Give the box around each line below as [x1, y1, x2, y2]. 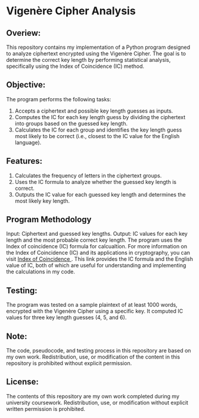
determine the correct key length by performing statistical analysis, [6, 57, 171, 63]
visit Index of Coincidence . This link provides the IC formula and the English [6, 255, 194, 263]
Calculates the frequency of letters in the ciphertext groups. [14, 171, 162, 179]
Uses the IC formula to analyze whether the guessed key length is [14, 178, 177, 185]
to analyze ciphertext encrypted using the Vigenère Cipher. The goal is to [6, 50, 186, 57]
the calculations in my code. [6, 268, 76, 275]
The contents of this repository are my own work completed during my [6, 392, 180, 400]
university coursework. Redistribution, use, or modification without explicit [6, 399, 189, 406]
